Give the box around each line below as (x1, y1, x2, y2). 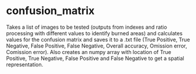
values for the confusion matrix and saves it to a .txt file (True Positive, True (6, 36, 190, 43)
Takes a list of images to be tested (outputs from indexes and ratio (6, 23, 167, 31)
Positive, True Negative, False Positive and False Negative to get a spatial (6, 55, 185, 62)
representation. (6, 60, 43, 68)
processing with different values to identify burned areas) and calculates (6, 29, 183, 36)
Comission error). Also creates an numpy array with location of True (6, 48, 171, 55)
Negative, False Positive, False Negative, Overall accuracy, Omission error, (6, 42, 187, 49)
